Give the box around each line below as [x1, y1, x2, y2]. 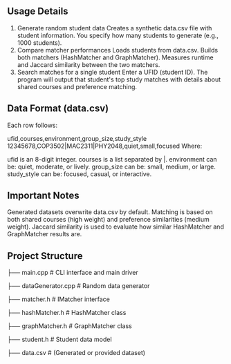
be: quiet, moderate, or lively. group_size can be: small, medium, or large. [7, 162, 216, 171]
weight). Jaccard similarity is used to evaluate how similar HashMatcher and [7, 222, 225, 231]
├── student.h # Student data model [7, 335, 112, 344]
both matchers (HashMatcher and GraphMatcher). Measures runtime [17, 53, 214, 61]
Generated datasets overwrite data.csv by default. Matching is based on [7, 208, 213, 216]
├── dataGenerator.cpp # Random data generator [7, 282, 150, 290]
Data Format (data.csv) [7, 103, 109, 115]
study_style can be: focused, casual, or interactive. [7, 169, 152, 178]
